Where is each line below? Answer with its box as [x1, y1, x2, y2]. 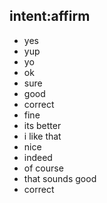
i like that [23, 130, 62, 142]
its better [23, 119, 62, 131]
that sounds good [23, 172, 97, 184]
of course [23, 162, 64, 174]
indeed [23, 151, 53, 163]
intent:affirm [9, 8, 91, 25]
